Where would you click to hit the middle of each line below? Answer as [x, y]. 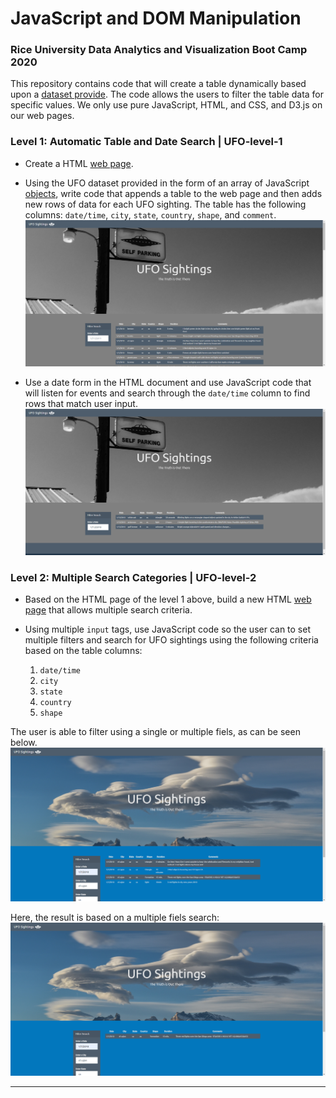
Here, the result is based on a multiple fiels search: [115, 917]
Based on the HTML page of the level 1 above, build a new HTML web [168, 599]
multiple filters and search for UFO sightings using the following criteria [171, 640]
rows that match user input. [81, 403]
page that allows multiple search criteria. [108, 610]
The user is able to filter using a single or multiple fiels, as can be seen [155, 732]
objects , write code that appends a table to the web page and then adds [173, 193]
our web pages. [42, 116]
